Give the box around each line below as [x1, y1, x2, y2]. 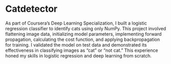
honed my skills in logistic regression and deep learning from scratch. [5, 52, 152, 59]
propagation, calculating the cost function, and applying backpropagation [5, 36, 160, 42]
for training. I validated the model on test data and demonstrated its [5, 41, 147, 48]
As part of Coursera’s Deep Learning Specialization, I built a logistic [5, 20, 147, 26]
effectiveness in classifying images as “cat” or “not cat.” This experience [5, 47, 158, 53]
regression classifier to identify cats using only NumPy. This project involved [5, 25, 166, 31]
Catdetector [5, 3, 58, 15]
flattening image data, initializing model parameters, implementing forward [5, 31, 162, 37]
